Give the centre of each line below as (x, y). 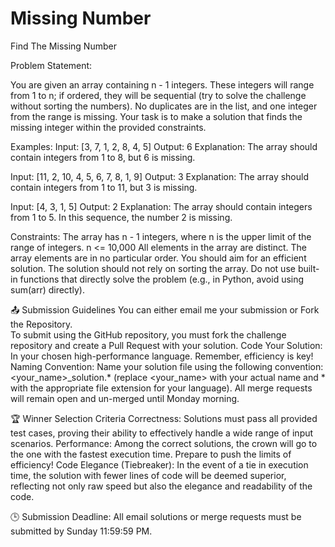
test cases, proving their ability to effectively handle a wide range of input (162, 433)
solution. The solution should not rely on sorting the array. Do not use (153, 268)
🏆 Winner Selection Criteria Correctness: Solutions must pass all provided (164, 418)
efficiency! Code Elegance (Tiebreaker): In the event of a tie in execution (159, 464)
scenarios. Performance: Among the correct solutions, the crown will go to (164, 443)
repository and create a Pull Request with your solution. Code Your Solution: (166, 345)
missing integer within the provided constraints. (108, 127)
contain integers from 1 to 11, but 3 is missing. (104, 187)
